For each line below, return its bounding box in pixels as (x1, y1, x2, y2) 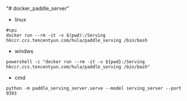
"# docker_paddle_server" (6, 5, 70, 12)
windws (14, 48, 34, 55)
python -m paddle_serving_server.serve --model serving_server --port (6, 85, 182, 91)
